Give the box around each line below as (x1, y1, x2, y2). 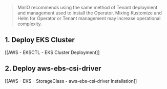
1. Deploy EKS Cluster (5, 35, 75, 44)
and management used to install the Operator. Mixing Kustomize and (17, 10, 162, 16)
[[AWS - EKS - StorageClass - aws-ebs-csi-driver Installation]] (5, 78, 137, 84)
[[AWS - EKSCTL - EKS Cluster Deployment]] (5, 49, 100, 56)
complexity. (17, 21, 42, 27)
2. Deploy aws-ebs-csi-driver (5, 64, 101, 73)
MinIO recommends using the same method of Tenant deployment (17, 5, 158, 10)
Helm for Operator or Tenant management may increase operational (17, 15, 161, 21)
